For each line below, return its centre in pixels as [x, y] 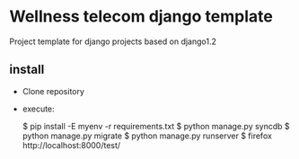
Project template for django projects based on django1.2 [113, 41]
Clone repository [53, 91]
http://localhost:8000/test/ [71, 145]
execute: [39, 109]
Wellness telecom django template [141, 17]
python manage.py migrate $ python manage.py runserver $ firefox [147, 136]
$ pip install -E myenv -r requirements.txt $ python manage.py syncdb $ [156, 126]
